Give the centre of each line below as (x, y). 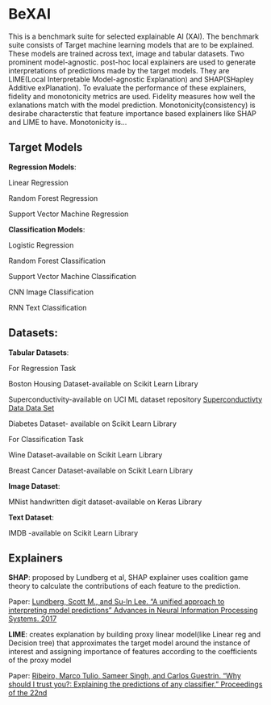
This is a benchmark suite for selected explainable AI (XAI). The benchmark (134, 36)
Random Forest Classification (57, 261)
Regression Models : (42, 167)
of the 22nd (28, 693)
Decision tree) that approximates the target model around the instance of (129, 643)
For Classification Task (46, 439)
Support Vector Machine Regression (69, 214)
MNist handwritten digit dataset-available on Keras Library (105, 502)
